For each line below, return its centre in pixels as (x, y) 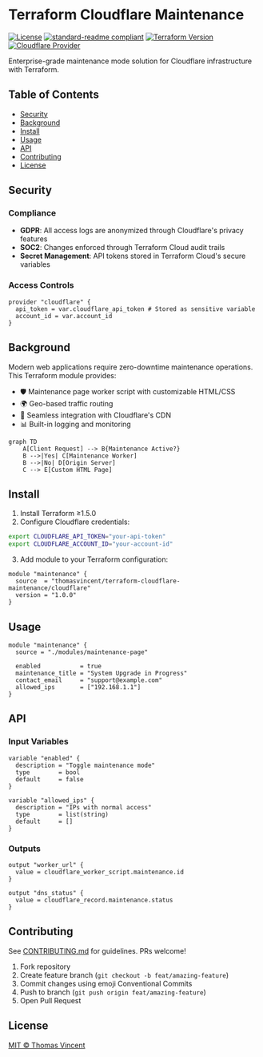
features (34, 239)
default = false (50, 779)
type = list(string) (62, 814)
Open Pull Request (50, 1000)
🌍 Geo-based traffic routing (66, 403)
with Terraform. (34, 69)
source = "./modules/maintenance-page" (82, 652)
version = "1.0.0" (46, 595)
